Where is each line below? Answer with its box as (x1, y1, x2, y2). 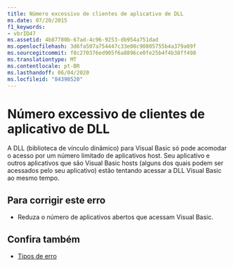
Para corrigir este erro (7, 194, 106, 206)
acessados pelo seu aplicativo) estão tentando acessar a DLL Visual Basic (7, 167, 222, 175)
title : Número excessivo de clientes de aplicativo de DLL (7, 10, 184, 18)
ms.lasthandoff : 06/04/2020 (7, 69, 90, 76)
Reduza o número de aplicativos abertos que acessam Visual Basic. (17, 213, 214, 221)
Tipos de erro (17, 252, 58, 260)
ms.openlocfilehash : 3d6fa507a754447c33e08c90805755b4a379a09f (7, 43, 197, 50)
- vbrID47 (7, 30, 37, 37)
